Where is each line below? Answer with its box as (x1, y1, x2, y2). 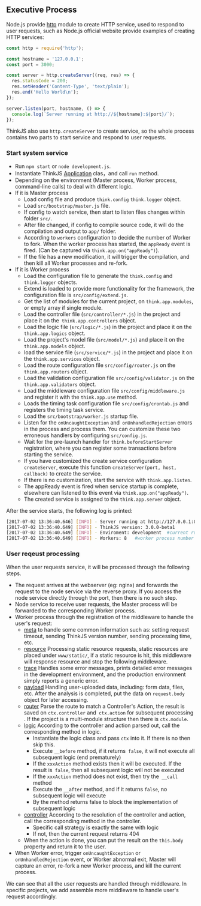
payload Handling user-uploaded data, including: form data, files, (23, 683, 185, 690)
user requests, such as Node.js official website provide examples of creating (6, 27, 195, 34)
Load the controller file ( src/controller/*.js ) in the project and (23, 310, 181, 318)
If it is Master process (14, 189, 69, 196)
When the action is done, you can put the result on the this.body (23, 836, 184, 844)
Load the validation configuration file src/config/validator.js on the (23, 374, 194, 381)
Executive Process (6, 5, 77, 15)
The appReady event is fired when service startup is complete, (23, 483, 179, 490)
